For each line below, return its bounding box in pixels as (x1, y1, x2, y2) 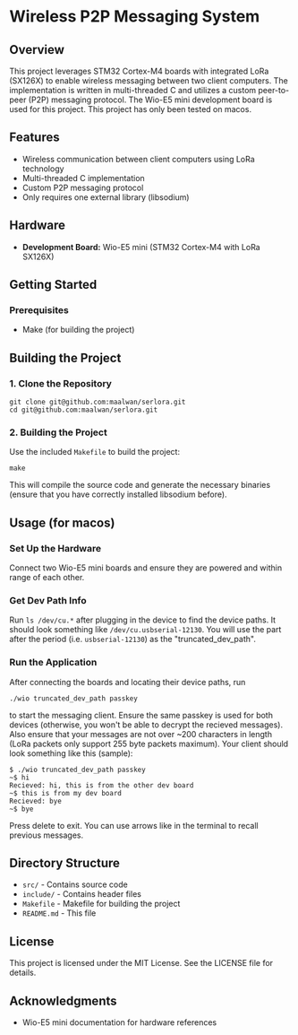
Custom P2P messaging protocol (21, 182, 144, 193)
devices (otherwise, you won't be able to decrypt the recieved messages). (9, 719, 284, 730)
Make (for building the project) (21, 325, 135, 335)
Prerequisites (9, 303, 69, 316)
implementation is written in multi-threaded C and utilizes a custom (9, 85, 257, 95)
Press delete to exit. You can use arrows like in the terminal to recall (9, 820, 259, 831)
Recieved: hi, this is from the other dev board (9, 780, 194, 790)
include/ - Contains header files (21, 889, 141, 900)
